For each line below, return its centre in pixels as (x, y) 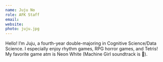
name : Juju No (20, 10)
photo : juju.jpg (22, 29)
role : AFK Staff (22, 15)
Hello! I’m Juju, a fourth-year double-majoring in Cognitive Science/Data (81, 43)
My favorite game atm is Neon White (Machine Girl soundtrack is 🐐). (76, 54)
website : (14, 24)
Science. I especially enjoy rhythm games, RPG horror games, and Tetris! (82, 49)
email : (12, 19)
